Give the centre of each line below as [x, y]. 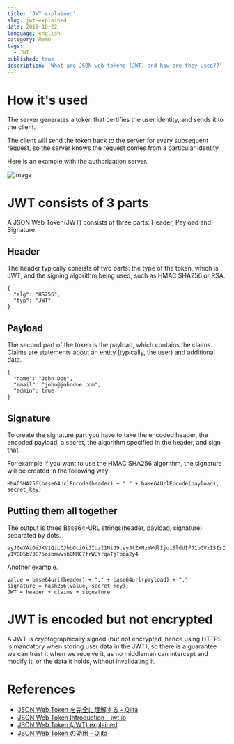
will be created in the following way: [58, 471]
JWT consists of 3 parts [78, 203]
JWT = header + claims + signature [59, 592]
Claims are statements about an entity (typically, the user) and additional [111, 352]
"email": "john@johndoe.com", [57, 385]
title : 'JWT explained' [42, 14]
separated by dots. [34, 535]
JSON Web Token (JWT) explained [67, 724]
